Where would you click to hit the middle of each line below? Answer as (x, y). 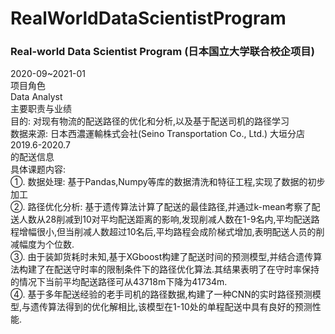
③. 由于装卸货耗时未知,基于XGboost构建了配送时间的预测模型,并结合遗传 (162, 257)
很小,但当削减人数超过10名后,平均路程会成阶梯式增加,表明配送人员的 (176, 232)
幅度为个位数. (46, 244)
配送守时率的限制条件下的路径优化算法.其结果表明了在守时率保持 (186, 269)
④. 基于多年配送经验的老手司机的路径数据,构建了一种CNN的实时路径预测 (161, 294)
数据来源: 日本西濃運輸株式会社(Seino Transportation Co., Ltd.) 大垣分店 (158, 134)
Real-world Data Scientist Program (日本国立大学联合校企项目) (162, 52)
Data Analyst (36, 97)
